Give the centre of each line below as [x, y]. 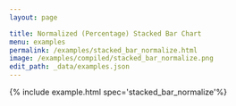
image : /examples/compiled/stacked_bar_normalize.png [112, 59]
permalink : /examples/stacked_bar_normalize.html [104, 50]
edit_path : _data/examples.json [69, 67]
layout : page [34, 17]
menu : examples [38, 42]
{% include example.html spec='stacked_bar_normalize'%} [118, 92]
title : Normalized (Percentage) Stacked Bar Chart [105, 33]
